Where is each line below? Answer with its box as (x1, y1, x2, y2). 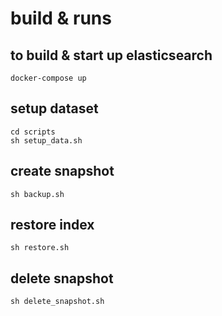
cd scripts (10, 127, 56, 137)
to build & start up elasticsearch (10, 47, 213, 64)
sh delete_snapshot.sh (10, 297, 105, 307)
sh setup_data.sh (10, 135, 83, 146)
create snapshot (10, 163, 115, 180)
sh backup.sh (10, 189, 65, 199)
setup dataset (10, 100, 99, 117)
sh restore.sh (10, 243, 70, 253)
